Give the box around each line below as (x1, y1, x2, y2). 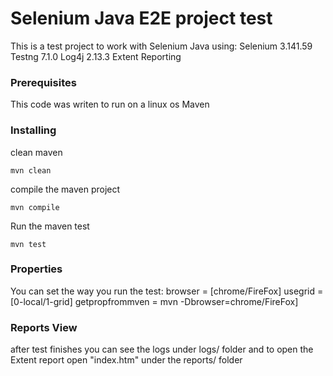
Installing (10, 123, 57, 137)
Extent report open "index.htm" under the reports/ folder (10, 354, 243, 366)
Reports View (10, 320, 78, 334)
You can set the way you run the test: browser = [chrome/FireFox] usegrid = (10, 285, 324, 297)
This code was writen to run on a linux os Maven (10, 98, 210, 111)
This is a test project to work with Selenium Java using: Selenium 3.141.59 (10, 40, 313, 52)
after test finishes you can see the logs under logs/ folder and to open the (10, 343, 314, 356)
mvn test (10, 239, 47, 249)
